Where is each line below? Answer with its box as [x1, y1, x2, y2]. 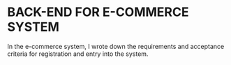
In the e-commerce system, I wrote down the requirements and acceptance [7, 42, 225, 50]
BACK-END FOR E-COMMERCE [7, 4, 189, 20]
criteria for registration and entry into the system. [7, 50, 149, 58]
